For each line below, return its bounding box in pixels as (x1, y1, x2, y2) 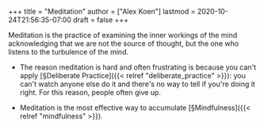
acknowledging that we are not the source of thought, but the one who (8, 39, 239, 48)
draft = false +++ (72, 15, 129, 24)
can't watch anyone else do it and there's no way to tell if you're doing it (19, 79, 255, 88)
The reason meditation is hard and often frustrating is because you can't (19, 62, 256, 72)
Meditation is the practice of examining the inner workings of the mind (8, 31, 238, 40)
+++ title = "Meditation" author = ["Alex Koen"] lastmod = (8, 7, 196, 16)
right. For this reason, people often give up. (19, 88, 161, 97)
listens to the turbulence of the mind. (8, 47, 129, 56)
